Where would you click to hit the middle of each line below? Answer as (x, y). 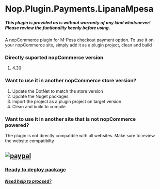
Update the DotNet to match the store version (57, 91)
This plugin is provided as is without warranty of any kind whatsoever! (78, 22)
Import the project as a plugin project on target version (67, 101)
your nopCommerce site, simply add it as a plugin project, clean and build (79, 45)
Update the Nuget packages (40, 96)
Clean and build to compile (39, 106)
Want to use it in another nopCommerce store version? (71, 81)
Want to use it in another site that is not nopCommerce (71, 119)
